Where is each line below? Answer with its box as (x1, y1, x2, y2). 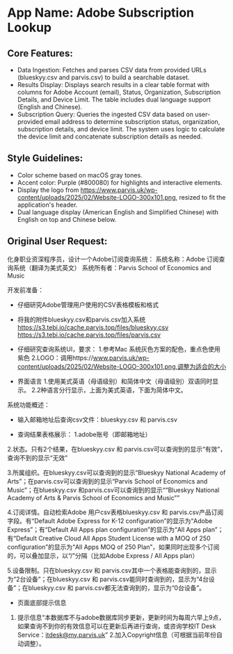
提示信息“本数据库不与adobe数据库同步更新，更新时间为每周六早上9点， (17, 613, 225, 621)
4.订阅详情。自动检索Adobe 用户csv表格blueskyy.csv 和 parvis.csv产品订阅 (7, 508, 224, 516)
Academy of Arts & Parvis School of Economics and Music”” (7, 493, 180, 502)
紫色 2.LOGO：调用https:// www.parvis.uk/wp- (17, 353, 150, 362)
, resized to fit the (175, 193, 226, 201)
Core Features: (7, 47, 73, 59)
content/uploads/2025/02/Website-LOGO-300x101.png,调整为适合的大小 (17, 362, 227, 370)
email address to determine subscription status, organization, (45, 118, 220, 126)
